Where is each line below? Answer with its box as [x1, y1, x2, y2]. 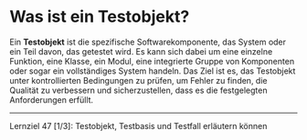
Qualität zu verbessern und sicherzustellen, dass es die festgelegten [9, 85, 268, 95]
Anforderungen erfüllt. [9, 94, 94, 105]
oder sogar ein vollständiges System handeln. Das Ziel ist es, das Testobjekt [9, 65, 296, 76]
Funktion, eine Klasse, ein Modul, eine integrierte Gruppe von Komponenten [9, 55, 295, 66]
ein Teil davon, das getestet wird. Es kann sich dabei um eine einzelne [9, 45, 273, 56]
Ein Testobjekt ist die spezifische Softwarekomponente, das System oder [9, 36, 286, 47]
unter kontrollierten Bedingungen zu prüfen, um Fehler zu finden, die [9, 75, 268, 85]
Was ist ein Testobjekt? [9, 6, 190, 27]
